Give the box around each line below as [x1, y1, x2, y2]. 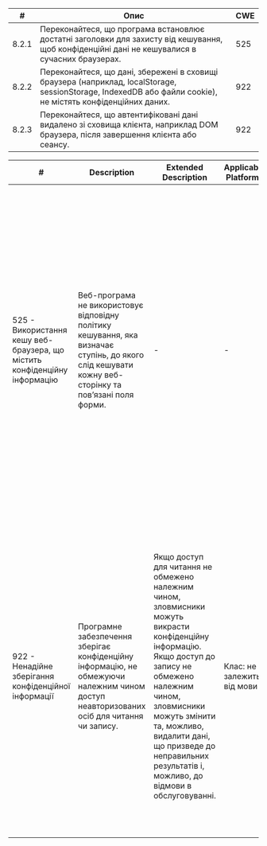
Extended [166, 162, 204, 173]
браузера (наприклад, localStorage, [39, 76, 177, 87]
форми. [78, 400, 106, 410]
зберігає [78, 641, 111, 652]
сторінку [78, 380, 111, 390]
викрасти [153, 621, 190, 632]
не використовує [78, 300, 144, 310]
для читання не [153, 561, 213, 572]
